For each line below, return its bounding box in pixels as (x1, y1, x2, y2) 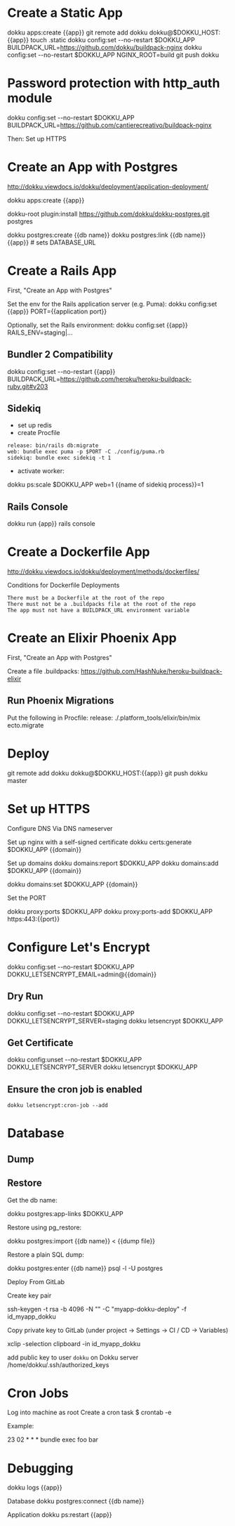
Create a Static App (7, 5, 123, 21)
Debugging (7, 1460, 74, 1476)
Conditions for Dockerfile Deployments (7, 581, 120, 590)
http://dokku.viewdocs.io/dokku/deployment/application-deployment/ (7, 182, 209, 190)
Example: (7, 1422, 34, 1430)
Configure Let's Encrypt (7, 939, 151, 955)
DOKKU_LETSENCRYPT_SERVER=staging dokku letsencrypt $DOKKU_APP (7, 1016, 223, 1025)
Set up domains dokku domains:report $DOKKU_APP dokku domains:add (7, 859, 219, 867)
